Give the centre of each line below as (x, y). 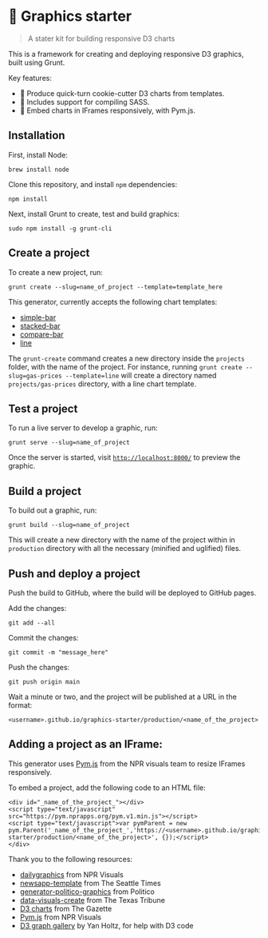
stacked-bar (40, 325)
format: (20, 705)
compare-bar (41, 334)
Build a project (45, 491)
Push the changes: (39, 667)
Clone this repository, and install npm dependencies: (93, 184)
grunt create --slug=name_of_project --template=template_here (116, 287)
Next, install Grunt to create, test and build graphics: (94, 214)
